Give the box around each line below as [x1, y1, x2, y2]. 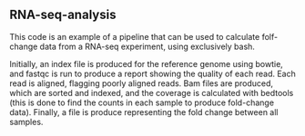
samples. [9, 116, 44, 127]
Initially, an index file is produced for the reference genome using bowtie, [9, 58, 284, 69]
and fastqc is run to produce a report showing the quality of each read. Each [9, 68, 296, 79]
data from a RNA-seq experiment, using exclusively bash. [39, 41, 255, 52]
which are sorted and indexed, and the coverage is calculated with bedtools [9, 87, 294, 98]
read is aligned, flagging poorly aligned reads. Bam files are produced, [9, 77, 274, 89]
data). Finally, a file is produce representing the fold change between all [9, 106, 279, 117]
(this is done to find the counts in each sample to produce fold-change [9, 97, 275, 108]
